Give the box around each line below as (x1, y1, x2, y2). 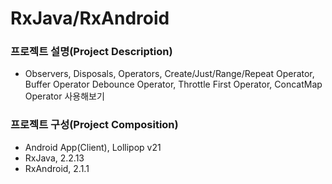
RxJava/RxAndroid (10, 7, 170, 30)
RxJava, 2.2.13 (24, 152, 85, 164)
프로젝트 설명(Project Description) (10, 45, 173, 59)
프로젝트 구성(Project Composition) (10, 118, 179, 132)
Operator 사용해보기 (24, 90, 105, 102)
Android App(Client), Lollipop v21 (24, 141, 162, 153)
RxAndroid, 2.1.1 (24, 162, 90, 174)
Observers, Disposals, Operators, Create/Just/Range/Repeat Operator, (24, 68, 315, 80)
